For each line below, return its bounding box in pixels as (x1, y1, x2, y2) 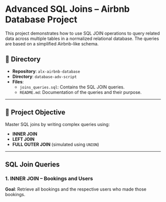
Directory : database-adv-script (12, 73, 77, 80)
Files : (12, 79, 24, 84)
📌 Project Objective (5, 108, 66, 117)
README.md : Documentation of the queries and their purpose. (19, 89, 142, 95)
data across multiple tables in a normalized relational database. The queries (5, 36, 159, 41)
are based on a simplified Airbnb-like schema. (5, 40, 99, 46)
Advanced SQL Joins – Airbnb (5, 3, 130, 15)
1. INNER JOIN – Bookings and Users (5, 175, 93, 182)
